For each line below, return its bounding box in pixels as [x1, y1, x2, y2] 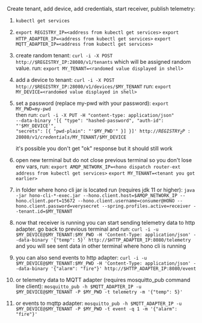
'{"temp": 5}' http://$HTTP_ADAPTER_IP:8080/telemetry [50, 237, 191, 243]
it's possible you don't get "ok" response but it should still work [15, 145, 173, 152]
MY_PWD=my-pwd [15, 106, 51, 112]
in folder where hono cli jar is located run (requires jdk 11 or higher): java [15, 186, 195, 193]
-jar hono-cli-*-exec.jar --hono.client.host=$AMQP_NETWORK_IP [15, 193, 178, 199]
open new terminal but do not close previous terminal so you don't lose [15, 157, 192, 164]
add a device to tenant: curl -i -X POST [15, 77, 115, 83]
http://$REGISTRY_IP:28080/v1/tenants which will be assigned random [15, 58, 191, 65]
